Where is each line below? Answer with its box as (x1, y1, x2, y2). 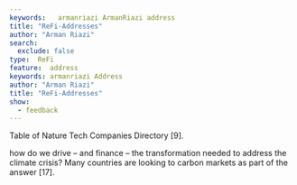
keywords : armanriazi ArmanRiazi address (9, 13, 176, 23)
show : (9, 97, 30, 106)
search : (9, 38, 39, 48)
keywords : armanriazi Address (9, 72, 124, 81)
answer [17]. (9, 167, 55, 178)
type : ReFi (9, 55, 54, 64)
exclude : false (17, 47, 75, 56)
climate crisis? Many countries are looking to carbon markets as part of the (9, 157, 289, 168)
